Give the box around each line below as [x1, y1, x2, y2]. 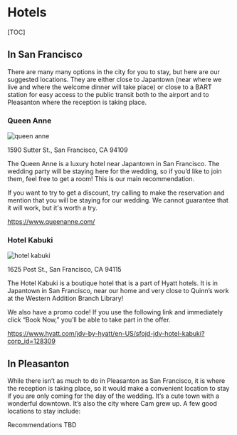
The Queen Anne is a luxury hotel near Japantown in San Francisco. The [7, 160, 220, 168]
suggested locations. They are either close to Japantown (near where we [7, 75, 222, 83]
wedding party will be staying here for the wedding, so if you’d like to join [7, 167, 222, 175]
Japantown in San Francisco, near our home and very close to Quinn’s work [7, 287, 229, 295]
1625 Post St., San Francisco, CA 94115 [7, 265, 122, 274]
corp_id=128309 [7, 337, 56, 346]
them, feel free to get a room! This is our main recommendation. [7, 175, 195, 183]
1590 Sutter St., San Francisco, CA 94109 [7, 145, 128, 154]
